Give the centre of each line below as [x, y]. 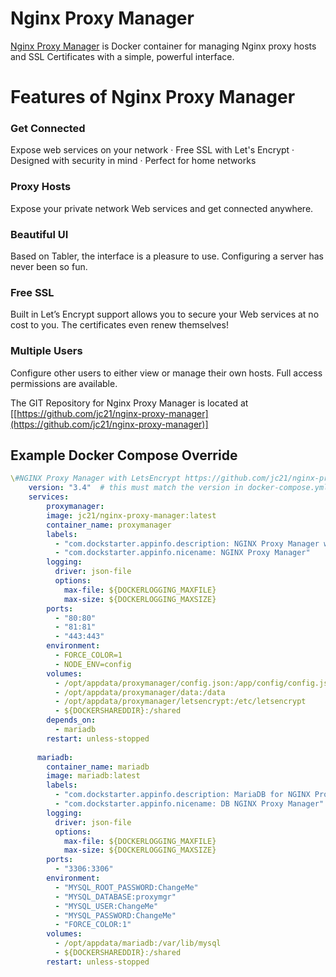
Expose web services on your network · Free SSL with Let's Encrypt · [152, 150]
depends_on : [71, 720]
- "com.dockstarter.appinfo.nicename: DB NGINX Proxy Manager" [189, 804]
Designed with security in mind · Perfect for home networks [133, 161]
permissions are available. [64, 383]
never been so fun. [49, 267]
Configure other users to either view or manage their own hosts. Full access [166, 373]
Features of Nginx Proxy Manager [153, 97]
